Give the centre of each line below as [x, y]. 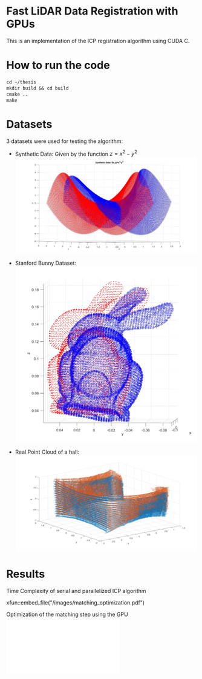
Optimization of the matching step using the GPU [67, 614]
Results [26, 574]
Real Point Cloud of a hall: [47, 452]
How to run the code [58, 65]
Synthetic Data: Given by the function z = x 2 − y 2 [76, 153]
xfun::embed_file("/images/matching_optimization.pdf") [76, 603]
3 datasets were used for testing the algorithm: [64, 141]
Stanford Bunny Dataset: [46, 263]
